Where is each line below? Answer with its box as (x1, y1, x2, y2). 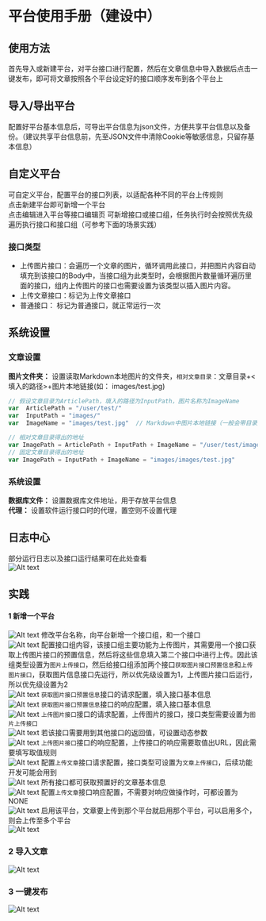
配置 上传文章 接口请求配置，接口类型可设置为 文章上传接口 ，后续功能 (40, 757, 253, 767)
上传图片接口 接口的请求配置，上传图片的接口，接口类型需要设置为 (40, 710, 250, 719)
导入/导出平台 (8, 99, 75, 113)
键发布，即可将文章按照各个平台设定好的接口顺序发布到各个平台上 (8, 74, 223, 83)
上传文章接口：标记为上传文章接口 (19, 291, 131, 300)
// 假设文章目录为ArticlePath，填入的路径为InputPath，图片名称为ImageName (8, 397, 240, 405)
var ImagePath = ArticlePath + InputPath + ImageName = (8, 441, 196, 449)
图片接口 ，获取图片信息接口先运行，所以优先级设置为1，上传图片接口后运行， (8, 670, 257, 680)
